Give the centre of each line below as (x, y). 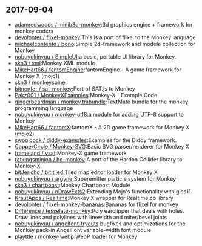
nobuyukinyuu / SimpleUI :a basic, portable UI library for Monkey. (95, 56)
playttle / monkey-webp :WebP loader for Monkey (76, 236)
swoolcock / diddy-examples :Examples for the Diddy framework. (96, 140)
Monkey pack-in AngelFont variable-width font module (83, 230)
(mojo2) (24, 134)
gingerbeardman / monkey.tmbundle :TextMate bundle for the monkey (101, 102)
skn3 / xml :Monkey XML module (55, 63)
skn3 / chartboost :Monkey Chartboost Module (72, 185)
